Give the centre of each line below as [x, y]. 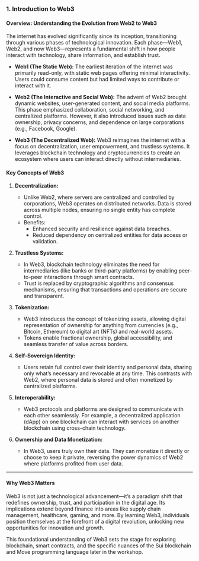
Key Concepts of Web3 [35, 172]
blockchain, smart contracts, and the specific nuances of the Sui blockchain [99, 546]
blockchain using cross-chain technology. [75, 428]
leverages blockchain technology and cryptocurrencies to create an [97, 153]
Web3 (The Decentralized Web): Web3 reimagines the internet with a [100, 140]
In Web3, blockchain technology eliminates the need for [92, 264]
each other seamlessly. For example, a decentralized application [102, 416]
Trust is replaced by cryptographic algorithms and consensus [99, 283]
